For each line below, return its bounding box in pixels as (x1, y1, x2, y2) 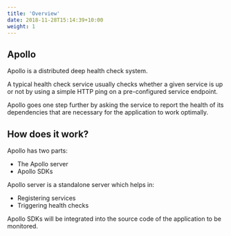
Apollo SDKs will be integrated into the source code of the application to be (7, 215, 221, 223)
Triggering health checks (17, 201, 89, 209)
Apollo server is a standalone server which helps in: (7, 181, 154, 188)
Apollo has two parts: (7, 146, 68, 155)
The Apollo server (17, 160, 69, 168)
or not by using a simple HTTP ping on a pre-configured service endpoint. (7, 88, 218, 96)
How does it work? (7, 128, 89, 140)
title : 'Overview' (7, 10, 60, 17)
